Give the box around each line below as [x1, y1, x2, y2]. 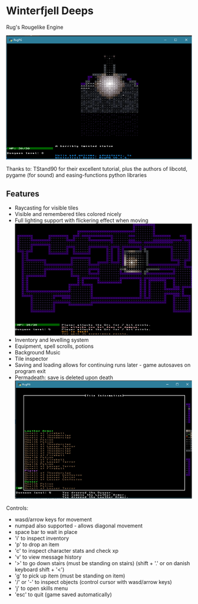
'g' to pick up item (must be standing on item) [14, 572, 126, 579]
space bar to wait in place [14, 529, 78, 536]
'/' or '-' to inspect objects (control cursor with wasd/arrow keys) [14, 579, 172, 586]
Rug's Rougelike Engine [6, 24, 64, 31]
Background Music [14, 349, 61, 356]
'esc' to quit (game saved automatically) [14, 591, 112, 598]
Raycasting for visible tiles [14, 204, 78, 211]
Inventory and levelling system [14, 337, 89, 344]
